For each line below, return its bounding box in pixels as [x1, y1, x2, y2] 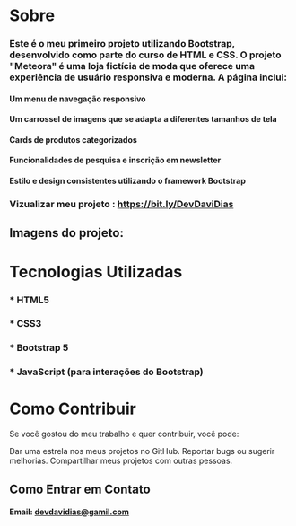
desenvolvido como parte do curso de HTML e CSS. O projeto [9, 48, 282, 61]
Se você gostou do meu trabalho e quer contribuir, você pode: [9, 428, 239, 440]
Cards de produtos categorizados [9, 134, 137, 145]
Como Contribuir [9, 399, 136, 419]
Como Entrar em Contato [9, 481, 151, 496]
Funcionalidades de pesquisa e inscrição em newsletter [9, 154, 222, 166]
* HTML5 [9, 294, 49, 306]
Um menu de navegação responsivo [9, 93, 146, 104]
